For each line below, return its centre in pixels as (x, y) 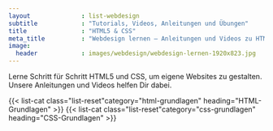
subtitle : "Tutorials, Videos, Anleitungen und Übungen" (129, 23)
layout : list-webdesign (74, 16)
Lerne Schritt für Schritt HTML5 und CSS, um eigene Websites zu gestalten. (135, 76)
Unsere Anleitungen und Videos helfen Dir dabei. (90, 85)
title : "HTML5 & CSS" (72, 31)
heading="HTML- (232, 101)
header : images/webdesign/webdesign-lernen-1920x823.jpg (136, 53)
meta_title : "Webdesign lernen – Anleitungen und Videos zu (130, 38)
